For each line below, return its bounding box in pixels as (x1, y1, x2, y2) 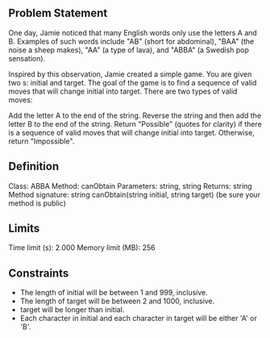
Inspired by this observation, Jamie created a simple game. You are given (8, 69, 252, 79)
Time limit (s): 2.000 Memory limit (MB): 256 (8, 243, 156, 252)
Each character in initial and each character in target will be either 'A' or (19, 314, 258, 323)
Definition (8, 160, 59, 173)
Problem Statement (8, 6, 108, 20)
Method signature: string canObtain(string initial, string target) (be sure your (8, 190, 260, 199)
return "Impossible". (8, 136, 75, 146)
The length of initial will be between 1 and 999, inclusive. (19, 288, 208, 298)
